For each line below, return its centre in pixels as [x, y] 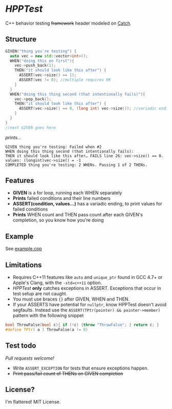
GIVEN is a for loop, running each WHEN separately [67, 193]
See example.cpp [24, 249]
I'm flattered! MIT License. [33, 402]
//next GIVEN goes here [31, 127]
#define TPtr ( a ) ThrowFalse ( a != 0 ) [47, 329]
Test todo [21, 346]
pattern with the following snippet [48, 315]
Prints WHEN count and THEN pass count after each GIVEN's [78, 215]
